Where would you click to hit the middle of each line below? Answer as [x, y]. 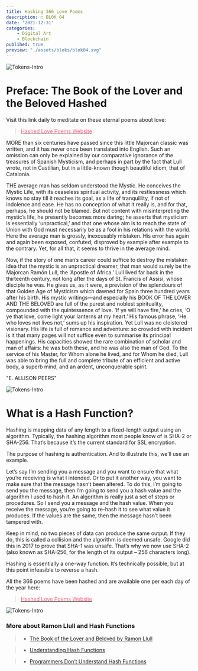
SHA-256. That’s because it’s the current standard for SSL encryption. [91, 442]
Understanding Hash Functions [67, 650]
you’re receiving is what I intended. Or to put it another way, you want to [94, 478]
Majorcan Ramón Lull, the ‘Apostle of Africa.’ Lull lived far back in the [90, 272]
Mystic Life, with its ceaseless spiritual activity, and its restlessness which [96, 192]
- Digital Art [34, 34]
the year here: [23, 587]
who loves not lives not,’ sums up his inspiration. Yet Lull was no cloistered [97, 322]
